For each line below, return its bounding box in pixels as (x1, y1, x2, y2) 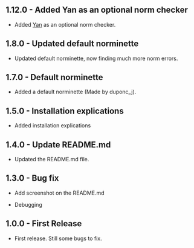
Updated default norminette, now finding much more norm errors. (14, 55, 178, 62)
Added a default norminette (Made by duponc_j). (14, 88, 137, 96)
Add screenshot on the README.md (14, 189, 105, 196)
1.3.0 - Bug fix (5, 173, 59, 184)
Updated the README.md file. (14, 156, 89, 163)
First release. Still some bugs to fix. (14, 235, 102, 242)
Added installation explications (14, 122, 91, 129)
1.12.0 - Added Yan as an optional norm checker (5, 5, 188, 15)
